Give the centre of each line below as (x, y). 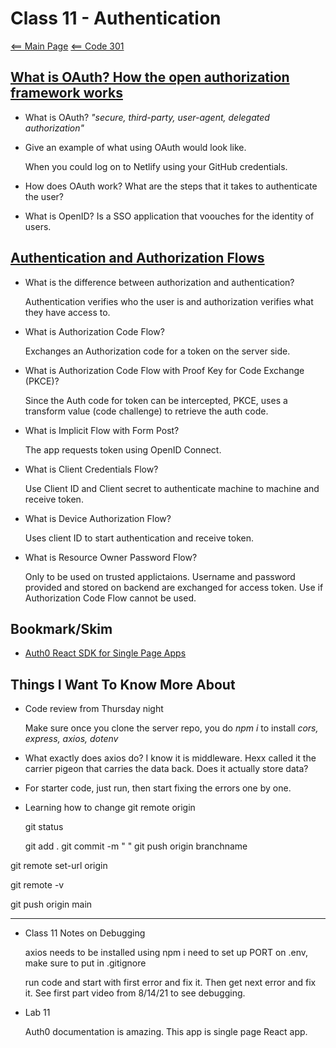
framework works (66, 93)
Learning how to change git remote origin (110, 808)
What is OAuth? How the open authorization (150, 77)
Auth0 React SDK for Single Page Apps (105, 653)
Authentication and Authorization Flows (137, 258)
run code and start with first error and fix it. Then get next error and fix (170, 983)
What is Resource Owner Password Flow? (111, 557)
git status (44, 827)
